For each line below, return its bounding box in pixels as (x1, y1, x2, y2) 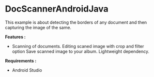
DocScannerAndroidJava (5, 3, 109, 15)
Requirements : (5, 58, 37, 63)
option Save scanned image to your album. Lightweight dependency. (12, 48, 149, 54)
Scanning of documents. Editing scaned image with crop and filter (12, 43, 144, 49)
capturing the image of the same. (5, 24, 72, 30)
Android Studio (12, 67, 42, 73)
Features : (5, 34, 26, 40)
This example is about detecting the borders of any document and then (5, 19, 147, 25)
